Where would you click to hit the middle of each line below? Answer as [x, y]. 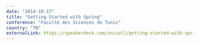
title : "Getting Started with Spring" [54, 17]
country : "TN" [24, 28]
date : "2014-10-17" [30, 11]
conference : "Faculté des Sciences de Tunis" [63, 22]
